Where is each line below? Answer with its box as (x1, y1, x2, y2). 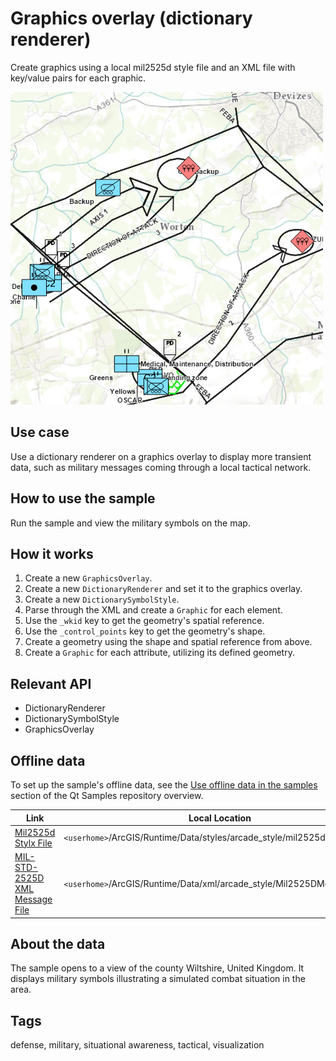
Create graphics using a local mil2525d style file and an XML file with (10, 61, 296, 73)
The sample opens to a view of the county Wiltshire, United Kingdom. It (10, 962, 305, 974)
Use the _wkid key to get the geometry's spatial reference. (24, 615, 265, 627)
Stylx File (14, 837, 53, 849)
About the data (10, 935, 106, 952)
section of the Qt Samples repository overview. (10, 790, 204, 801)
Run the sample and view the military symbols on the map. (10, 517, 251, 529)
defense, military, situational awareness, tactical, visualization (10, 1039, 265, 1051)
